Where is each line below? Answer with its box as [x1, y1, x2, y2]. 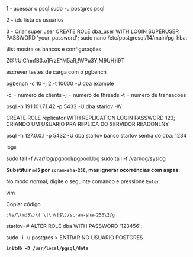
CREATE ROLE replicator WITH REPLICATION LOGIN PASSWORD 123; [6, 115, 176, 121]
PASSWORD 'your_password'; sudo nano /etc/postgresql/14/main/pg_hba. [6, 34, 188, 41]
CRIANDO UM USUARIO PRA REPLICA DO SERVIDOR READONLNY [6, 121, 169, 128]
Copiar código [6, 201, 41, 207]
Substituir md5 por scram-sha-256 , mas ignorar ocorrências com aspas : [6, 167, 181, 173]
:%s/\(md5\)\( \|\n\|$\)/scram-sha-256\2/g [6, 212, 115, 218]
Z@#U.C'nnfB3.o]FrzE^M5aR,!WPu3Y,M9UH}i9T [6, 57, 125, 64]
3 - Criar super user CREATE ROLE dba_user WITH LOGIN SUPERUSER [6, 28, 179, 35]
